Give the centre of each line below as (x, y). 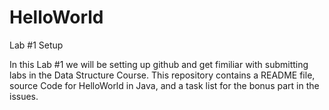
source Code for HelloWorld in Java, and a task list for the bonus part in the (164, 85)
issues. (24, 96)
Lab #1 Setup (36, 45)
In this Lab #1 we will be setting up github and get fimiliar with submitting (159, 64)
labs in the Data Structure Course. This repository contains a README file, (162, 75)
